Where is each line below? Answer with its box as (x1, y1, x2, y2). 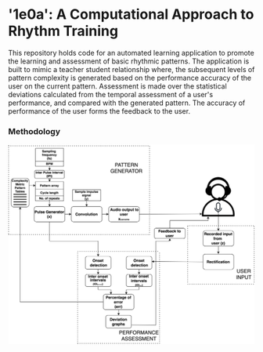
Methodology (8, 125, 61, 136)
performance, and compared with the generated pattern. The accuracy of (8, 98, 246, 107)
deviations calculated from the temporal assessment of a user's (8, 89, 214, 99)
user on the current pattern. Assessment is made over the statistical (8, 81, 227, 91)
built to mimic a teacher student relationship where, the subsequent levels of (8, 64, 255, 74)
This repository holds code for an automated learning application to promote (8, 48, 254, 57)
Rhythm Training (8, 22, 119, 40)
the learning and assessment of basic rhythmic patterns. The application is (8, 56, 250, 66)
